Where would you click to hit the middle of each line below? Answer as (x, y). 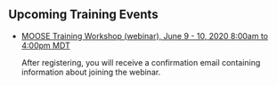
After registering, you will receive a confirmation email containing (141, 62)
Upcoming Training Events (83, 15)
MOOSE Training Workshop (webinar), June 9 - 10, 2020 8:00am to (145, 35)
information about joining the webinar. (91, 72)
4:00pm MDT (45, 45)
